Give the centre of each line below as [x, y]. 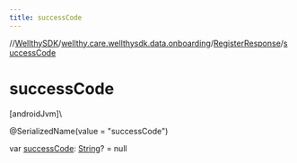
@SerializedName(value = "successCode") [89, 131]
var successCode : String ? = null [68, 148]
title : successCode [46, 17]
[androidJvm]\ [36, 114]
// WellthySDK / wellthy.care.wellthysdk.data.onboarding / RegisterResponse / [147, 43]
